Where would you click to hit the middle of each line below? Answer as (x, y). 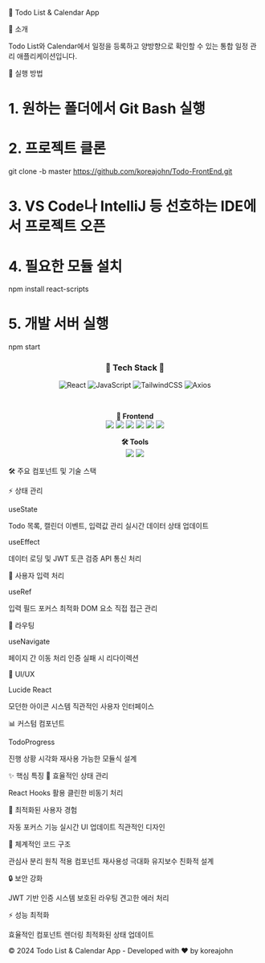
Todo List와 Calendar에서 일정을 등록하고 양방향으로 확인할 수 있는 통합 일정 (128, 46)
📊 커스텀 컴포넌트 (37, 723)
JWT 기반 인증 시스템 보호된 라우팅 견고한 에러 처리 (89, 898)
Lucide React (30, 690)
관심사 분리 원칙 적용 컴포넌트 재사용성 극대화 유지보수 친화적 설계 (111, 862)
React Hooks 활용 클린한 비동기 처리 (66, 793)
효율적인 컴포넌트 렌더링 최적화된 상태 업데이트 (82, 935)
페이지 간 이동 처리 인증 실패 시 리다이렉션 (73, 658)
